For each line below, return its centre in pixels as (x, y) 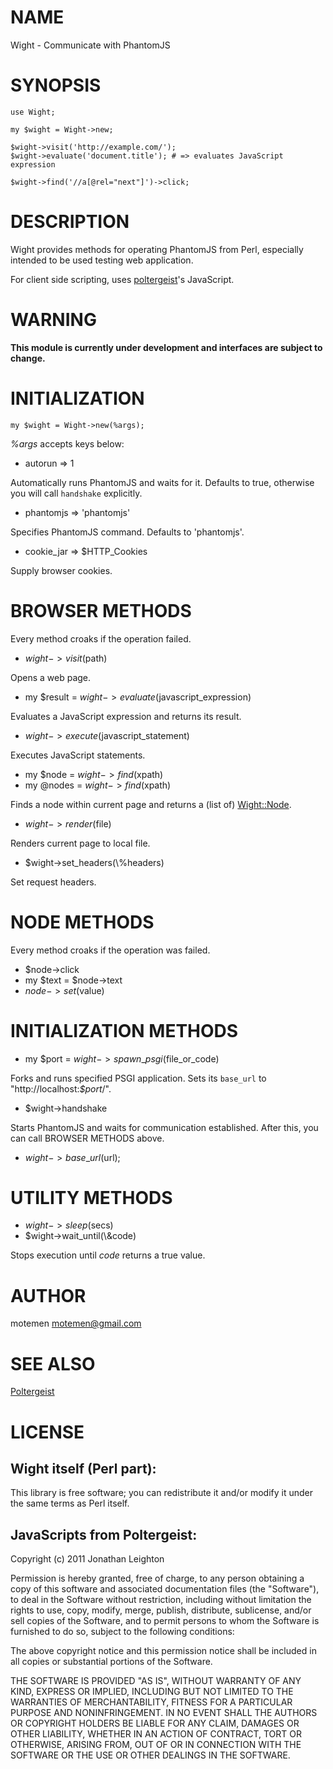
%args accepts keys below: (67, 443)
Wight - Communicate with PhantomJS (90, 45)
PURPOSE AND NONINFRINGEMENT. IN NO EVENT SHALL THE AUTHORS (164, 1713)
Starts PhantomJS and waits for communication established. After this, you (164, 1127)
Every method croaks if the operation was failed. (110, 950)
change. (28, 358)
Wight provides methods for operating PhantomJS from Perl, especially (157, 249)
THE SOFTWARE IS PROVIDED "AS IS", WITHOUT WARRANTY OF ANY (156, 1681)
